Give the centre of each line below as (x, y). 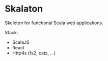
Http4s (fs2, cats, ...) (34, 53)
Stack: (11, 32)
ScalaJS (21, 42)
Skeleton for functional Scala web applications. (54, 23)
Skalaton (24, 9)
